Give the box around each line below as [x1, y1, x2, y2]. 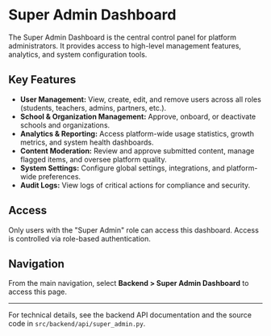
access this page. [8, 287, 67, 296]
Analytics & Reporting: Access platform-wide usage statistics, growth [19, 128, 254, 138]
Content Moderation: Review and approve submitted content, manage [19, 145, 255, 155]
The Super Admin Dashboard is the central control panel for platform [8, 32, 236, 42]
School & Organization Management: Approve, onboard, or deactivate [19, 111, 256, 121]
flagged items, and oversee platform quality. [19, 154, 167, 164]
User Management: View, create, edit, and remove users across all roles [19, 94, 262, 104]
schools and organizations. [19, 120, 110, 130]
